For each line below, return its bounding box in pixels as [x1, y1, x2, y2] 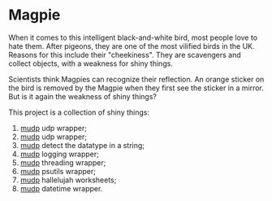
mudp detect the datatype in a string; [19, 140, 145, 150]
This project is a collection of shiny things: [8, 107, 150, 117]
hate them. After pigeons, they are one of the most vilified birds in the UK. [8, 41, 255, 50]
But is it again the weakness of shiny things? [8, 91, 157, 101]
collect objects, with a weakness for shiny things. [8, 59, 173, 68]
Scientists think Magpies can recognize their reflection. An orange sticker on [8, 74, 265, 84]
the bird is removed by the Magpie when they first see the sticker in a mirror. [8, 83, 264, 93]
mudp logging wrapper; [19, 149, 99, 159]
